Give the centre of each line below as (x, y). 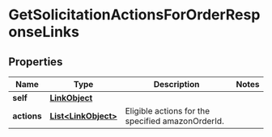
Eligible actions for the (168, 111)
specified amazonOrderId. (174, 121)
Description (176, 84)
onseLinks (44, 32)
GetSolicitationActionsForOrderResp (134, 15)
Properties (36, 62)
